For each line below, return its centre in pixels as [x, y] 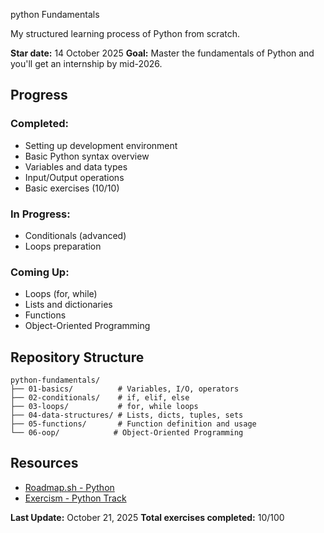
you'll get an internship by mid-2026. [86, 63]
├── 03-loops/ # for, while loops [104, 407]
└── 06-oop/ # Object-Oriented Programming [127, 433]
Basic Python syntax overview [87, 156]
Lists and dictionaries [68, 305]
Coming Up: [40, 272]
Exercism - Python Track [75, 498]
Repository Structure [77, 357]
